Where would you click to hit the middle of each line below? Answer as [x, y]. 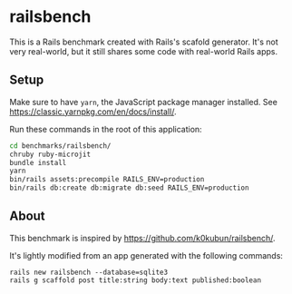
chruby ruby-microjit [50, 154]
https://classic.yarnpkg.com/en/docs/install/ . [93, 112]
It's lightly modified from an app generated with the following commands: [146, 255]
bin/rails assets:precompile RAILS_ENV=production [107, 180]
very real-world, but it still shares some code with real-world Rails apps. [144, 51]
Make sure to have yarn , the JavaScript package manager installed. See [144, 102]
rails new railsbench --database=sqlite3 [89, 272]
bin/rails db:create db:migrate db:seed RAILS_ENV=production [129, 188]
